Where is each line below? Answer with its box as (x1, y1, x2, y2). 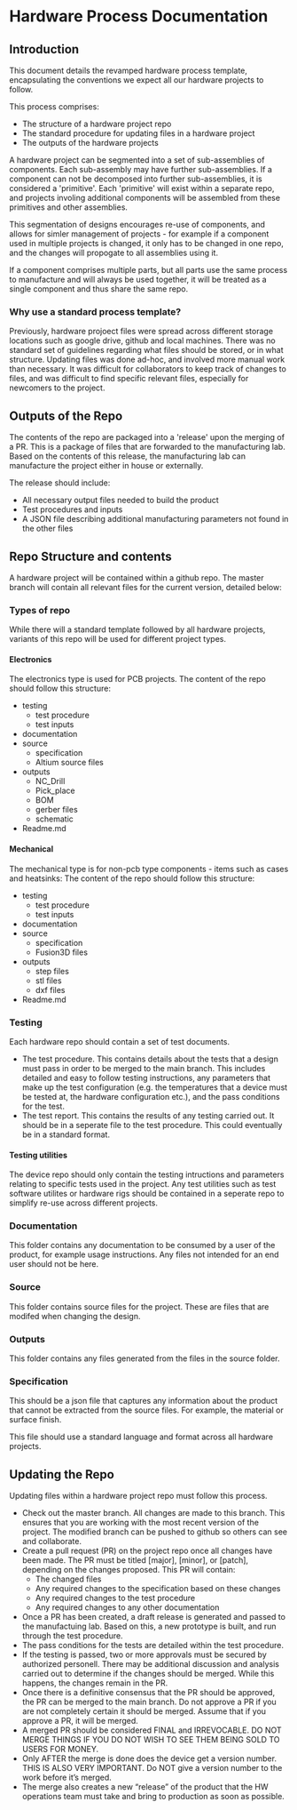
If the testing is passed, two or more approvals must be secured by (21, 1649, 268, 1660)
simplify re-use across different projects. (9, 1197, 158, 1208)
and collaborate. (21, 1536, 82, 1547)
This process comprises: (9, 101, 99, 112)
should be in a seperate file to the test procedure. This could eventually (21, 1119, 283, 1130)
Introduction (9, 42, 80, 57)
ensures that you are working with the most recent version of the (21, 1518, 260, 1528)
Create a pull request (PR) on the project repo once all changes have (21, 1545, 273, 1557)
